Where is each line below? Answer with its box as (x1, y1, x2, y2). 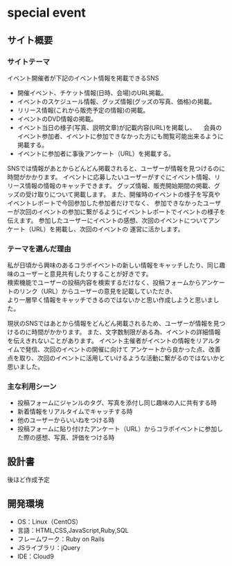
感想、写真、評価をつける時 (35, 433, 115, 442)
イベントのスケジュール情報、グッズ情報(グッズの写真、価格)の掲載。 (17, 97, 216, 106)
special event (7, 5, 87, 21)
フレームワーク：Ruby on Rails (17, 535, 105, 543)
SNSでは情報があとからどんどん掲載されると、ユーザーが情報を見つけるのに (7, 164, 226, 172)
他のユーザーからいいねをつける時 (17, 416, 115, 424)
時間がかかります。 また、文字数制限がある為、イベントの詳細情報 (30, 328, 221, 336)
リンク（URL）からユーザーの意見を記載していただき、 (19, 287, 177, 296)
